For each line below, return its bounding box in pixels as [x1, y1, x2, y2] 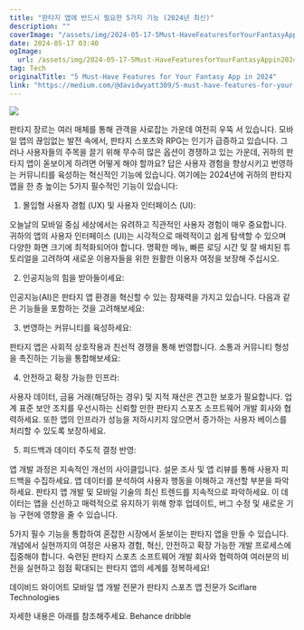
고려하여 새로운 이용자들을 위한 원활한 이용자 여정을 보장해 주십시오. [40, 253, 280, 264]
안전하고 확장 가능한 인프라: [22, 372, 120, 383]
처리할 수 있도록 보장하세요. [9, 425, 107, 436]
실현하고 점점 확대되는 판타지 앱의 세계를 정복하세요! [25, 562, 210, 573]
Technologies [9, 591, 61, 603]
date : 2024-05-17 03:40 [9, 38, 100, 48]
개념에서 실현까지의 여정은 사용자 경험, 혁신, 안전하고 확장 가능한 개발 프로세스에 [9, 539, 292, 550]
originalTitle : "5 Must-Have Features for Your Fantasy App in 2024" [9, 73, 278, 82]
